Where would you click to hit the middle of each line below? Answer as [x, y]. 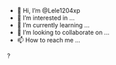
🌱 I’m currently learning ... [53, 25]
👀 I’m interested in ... [46, 18]
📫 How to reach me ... [48, 40]
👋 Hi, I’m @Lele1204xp [48, 11]
